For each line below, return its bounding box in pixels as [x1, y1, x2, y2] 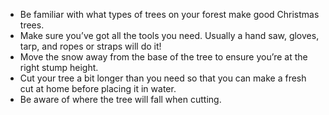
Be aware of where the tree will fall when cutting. [19, 94, 222, 105]
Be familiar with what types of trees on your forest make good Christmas [19, 9, 320, 20]
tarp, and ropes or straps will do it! [19, 40, 162, 52]
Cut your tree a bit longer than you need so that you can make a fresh [19, 72, 307, 84]
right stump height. [19, 62, 99, 73]
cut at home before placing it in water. [19, 83, 177, 94]
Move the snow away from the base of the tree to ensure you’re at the [19, 51, 308, 63]
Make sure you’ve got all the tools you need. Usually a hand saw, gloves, [19, 30, 320, 41]
